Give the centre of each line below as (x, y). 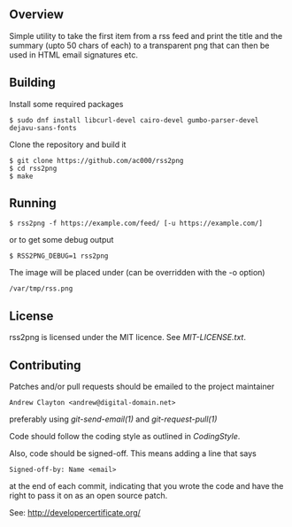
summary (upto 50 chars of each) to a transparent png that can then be (139, 45)
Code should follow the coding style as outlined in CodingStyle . (125, 437)
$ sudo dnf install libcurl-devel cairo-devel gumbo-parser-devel (134, 120)
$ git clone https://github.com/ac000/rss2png (96, 160)
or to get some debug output (61, 240)
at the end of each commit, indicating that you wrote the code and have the (146, 486)
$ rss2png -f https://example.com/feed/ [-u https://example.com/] (136, 224)
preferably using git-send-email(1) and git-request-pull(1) (113, 419)
